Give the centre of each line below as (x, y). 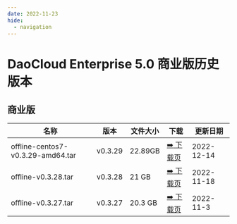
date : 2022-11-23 (33, 14)
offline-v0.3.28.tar (42, 177)
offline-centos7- (39, 147)
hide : (15, 20)
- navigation (33, 27)
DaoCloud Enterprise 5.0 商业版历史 (114, 64)
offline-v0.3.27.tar (42, 203)
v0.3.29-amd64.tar (43, 155)
